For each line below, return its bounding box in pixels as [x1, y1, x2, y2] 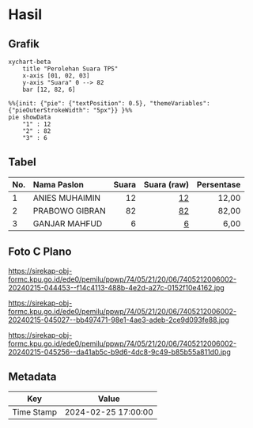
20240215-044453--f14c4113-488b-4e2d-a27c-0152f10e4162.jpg [8, 282, 225, 292]
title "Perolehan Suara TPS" [22, 65, 119, 73]
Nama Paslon [32, 179, 85, 190]
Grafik [8, 37, 40, 51]
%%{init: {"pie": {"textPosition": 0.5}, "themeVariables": [8, 100, 211, 108]
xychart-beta [8, 58, 51, 66]
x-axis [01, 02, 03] [22, 72, 90, 80]
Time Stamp [12, 407, 58, 418]
